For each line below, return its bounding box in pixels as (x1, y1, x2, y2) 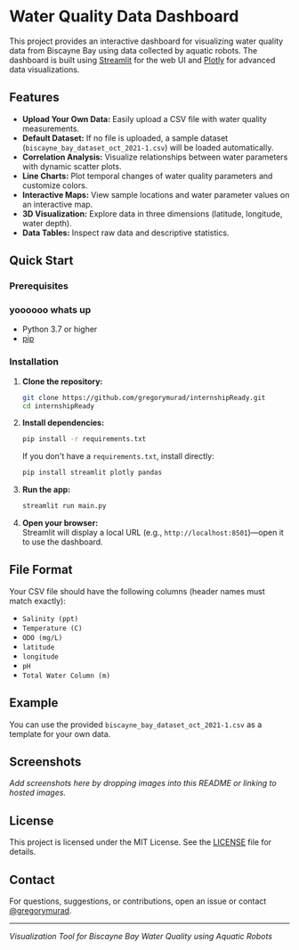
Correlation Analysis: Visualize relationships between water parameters (21, 152, 288, 162)
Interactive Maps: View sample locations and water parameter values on (21, 189, 290, 200)
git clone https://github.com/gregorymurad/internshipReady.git (21, 393, 266, 402)
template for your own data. (9, 728, 111, 739)
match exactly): (9, 595, 67, 606)
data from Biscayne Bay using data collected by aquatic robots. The (9, 45, 258, 55)
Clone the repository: (21, 376, 103, 387)
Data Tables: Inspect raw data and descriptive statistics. (21, 227, 230, 238)
